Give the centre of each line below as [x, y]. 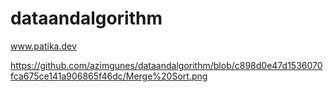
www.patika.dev [43, 46]
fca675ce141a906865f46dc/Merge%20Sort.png [109, 76]
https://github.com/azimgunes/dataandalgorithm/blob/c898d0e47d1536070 [166, 65]
